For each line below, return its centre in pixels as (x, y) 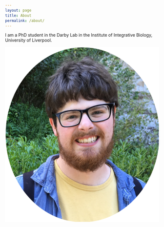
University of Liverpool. (29, 40)
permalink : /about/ (25, 21)
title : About (18, 15)
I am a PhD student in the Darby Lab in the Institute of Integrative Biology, (79, 35)
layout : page (18, 10)
